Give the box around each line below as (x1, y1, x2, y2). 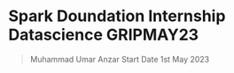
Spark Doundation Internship (8, 6, 226, 26)
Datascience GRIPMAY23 (8, 25, 199, 45)
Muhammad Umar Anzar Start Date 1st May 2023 (29, 54, 210, 64)
